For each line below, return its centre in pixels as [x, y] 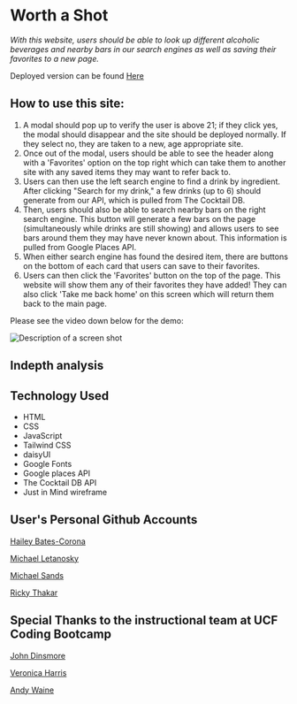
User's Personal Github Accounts [104, 520]
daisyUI [37, 454]
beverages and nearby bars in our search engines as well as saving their [143, 49]
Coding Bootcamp [61, 635]
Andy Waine [32, 690]
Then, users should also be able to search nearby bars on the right [144, 210]
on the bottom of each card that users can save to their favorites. [141, 265]
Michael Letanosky [44, 558]
